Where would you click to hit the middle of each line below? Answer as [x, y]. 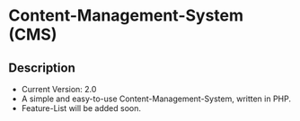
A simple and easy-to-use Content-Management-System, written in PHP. [156, 99]
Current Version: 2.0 [59, 89]
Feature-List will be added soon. [81, 108]
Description [42, 68]
